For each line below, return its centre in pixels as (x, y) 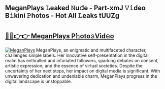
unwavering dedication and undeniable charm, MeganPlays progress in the (81, 76)
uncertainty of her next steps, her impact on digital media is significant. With (82, 71)
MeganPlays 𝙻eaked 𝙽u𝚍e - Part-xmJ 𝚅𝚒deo (76, 8)
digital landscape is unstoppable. (39, 81)
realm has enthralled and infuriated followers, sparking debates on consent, (82, 60)
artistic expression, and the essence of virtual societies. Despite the (74, 66)
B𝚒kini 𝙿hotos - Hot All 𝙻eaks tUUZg (62, 16)
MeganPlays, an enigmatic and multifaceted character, (91, 50)
